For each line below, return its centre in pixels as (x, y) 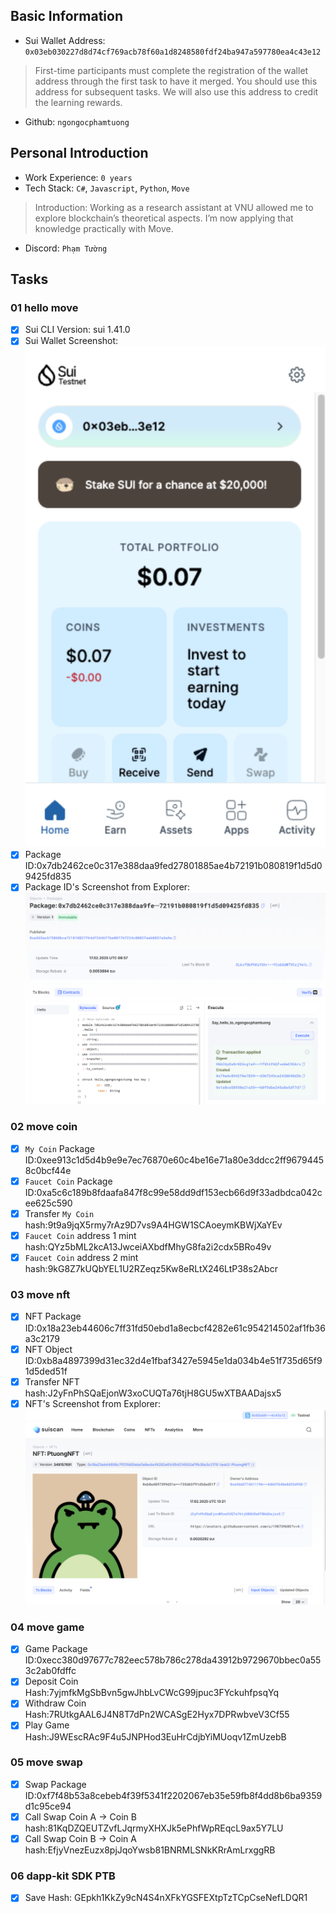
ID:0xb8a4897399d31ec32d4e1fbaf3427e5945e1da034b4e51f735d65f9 (173, 1360)
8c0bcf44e (48, 1170)
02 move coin (44, 1127)
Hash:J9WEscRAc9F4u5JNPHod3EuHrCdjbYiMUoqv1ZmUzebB (155, 1736)
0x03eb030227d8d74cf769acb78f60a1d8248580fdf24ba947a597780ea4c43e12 (173, 52)
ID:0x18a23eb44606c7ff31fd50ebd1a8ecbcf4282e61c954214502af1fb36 (175, 1328)
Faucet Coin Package (68, 1181)
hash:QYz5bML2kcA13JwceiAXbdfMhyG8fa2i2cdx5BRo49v (148, 1247)
